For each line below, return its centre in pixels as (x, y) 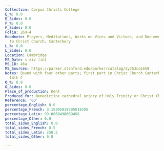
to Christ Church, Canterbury (40, 42)
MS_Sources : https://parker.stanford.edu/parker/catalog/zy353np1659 (77, 69)
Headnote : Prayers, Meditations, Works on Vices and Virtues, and (74, 37)
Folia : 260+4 (18, 32)
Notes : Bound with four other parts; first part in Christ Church (74, 73)
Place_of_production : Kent (32, 91)
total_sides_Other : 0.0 (29, 137)
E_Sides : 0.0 (18, 19)
